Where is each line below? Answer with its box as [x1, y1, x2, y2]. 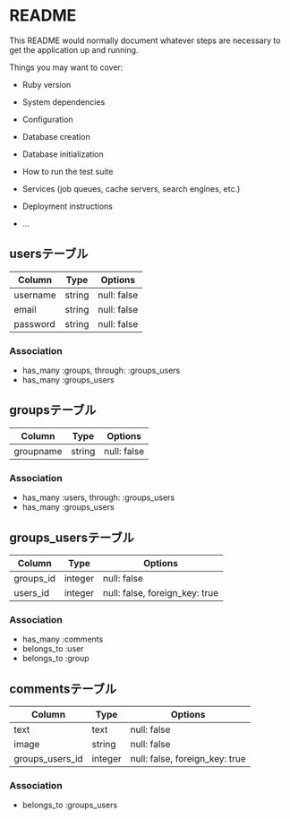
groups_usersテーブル [9, 530, 134, 545]
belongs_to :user [21, 643, 84, 654]
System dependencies [21, 96, 106, 108]
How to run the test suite [21, 166, 114, 177]
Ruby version [21, 79, 72, 90]
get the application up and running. [9, 44, 139, 55]
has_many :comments [21, 634, 104, 645]
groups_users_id [13, 753, 83, 765]
